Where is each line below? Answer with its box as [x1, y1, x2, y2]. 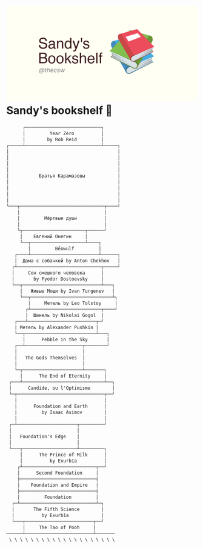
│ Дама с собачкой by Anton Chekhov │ [14, 258, 121, 264]
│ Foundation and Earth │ [14, 403, 107, 409]
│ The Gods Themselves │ [14, 355, 85, 361]
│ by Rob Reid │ [22, 136, 104, 142]
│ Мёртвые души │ [17, 215, 107, 221]
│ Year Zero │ [22, 130, 104, 136]
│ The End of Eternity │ [19, 373, 107, 379]
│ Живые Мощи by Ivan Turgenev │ [19, 288, 115, 294]
